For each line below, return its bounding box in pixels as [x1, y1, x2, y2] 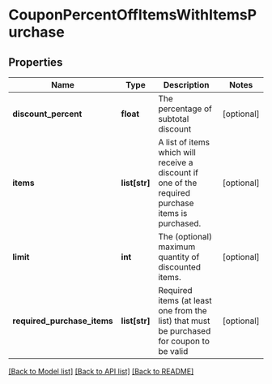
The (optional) [157, 231, 213, 242]
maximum [157, 241, 196, 252]
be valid [157, 346, 189, 356]
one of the [157, 177, 198, 188]
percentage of [157, 103, 212, 114]
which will [157, 147, 196, 157]
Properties [8, 55, 63, 69]
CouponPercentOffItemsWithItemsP [8, 6, 257, 24]
